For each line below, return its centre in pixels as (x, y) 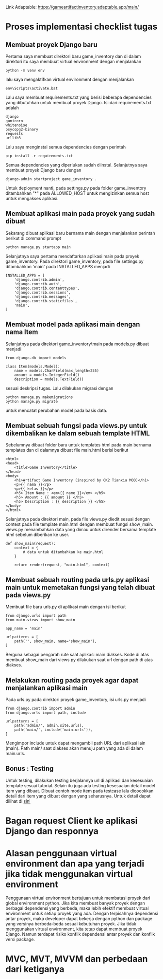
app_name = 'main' (24, 628)
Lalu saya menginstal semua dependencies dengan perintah (65, 147)
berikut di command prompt (33, 238)
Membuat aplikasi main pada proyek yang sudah (80, 214)
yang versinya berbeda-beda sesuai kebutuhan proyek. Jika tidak (71, 924)
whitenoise (16, 125)
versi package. (20, 939)
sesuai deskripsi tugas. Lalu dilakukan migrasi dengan (59, 388)
